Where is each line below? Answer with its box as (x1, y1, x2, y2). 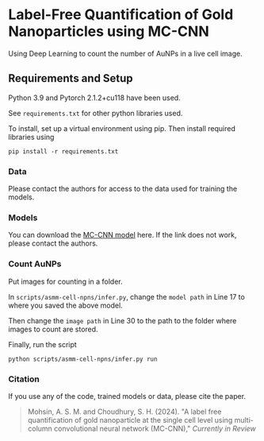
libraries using (8, 132, 55, 141)
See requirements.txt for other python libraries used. (8, 108, 183, 118)
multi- (234, 415, 254, 424)
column (27, 424, 53, 433)
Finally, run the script (8, 339, 77, 349)
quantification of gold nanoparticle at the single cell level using (27, 415, 233, 424)
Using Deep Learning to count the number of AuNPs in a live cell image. (8, 48, 243, 58)
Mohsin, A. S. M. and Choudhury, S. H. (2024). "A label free (27, 407, 222, 416)
